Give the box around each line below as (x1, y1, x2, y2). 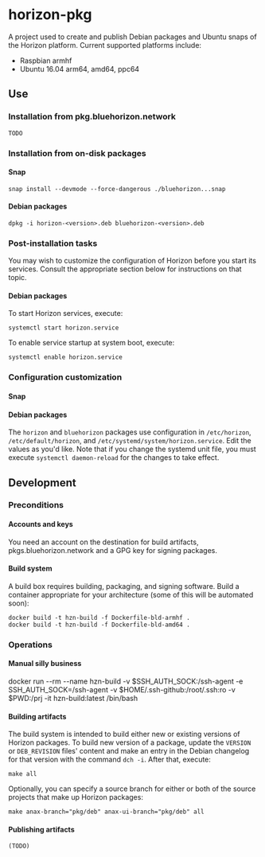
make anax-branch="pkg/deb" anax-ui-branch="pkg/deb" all (8, 808, 205, 816)
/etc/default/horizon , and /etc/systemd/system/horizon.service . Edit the (8, 436, 252, 446)
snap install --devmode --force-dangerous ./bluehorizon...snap (8, 185, 226, 193)
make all (8, 770, 37, 778)
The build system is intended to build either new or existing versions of (8, 730, 240, 739)
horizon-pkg (8, 6, 92, 24)
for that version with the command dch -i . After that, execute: (8, 754, 211, 765)
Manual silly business (8, 659, 82, 668)
